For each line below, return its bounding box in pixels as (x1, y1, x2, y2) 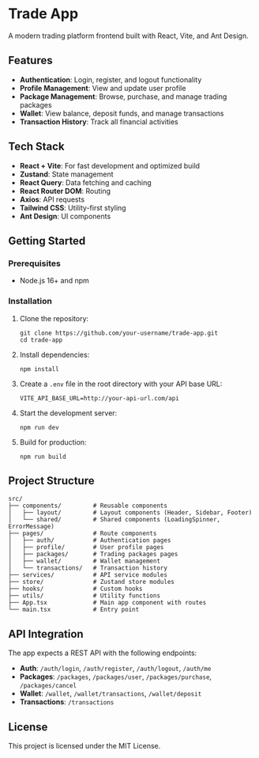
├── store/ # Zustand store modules (8, 578, 175, 586)
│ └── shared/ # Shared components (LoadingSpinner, (8, 516, 221, 524)
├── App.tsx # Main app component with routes (8, 599, 207, 607)
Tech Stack (8, 140, 65, 153)
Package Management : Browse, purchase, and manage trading (19, 92, 227, 101)
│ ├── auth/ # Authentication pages (8, 536, 171, 544)
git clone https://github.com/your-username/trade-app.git (19, 329, 219, 337)
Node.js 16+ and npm (19, 276, 89, 286)
